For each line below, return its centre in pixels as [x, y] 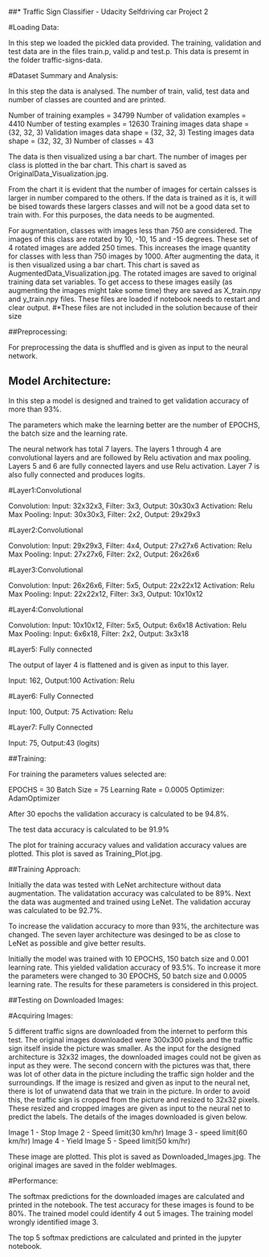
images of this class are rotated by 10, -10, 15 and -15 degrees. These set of [133, 239]
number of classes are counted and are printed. [87, 99]
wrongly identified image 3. [53, 1222]
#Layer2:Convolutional [46, 530]
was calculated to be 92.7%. [55, 910]
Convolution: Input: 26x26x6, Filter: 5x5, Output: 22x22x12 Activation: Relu [132, 585]
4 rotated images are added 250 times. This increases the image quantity [130, 248]
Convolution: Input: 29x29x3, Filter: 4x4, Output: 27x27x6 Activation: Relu [130, 545]
